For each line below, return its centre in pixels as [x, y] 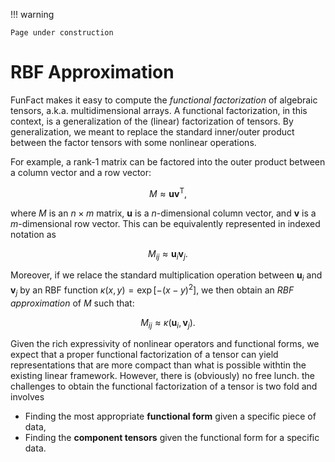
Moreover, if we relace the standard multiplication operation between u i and [166, 276]
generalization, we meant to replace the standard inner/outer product [152, 131]
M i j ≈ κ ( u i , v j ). [168, 323]
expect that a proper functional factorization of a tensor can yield [144, 355]
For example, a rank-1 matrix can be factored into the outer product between [168, 161]
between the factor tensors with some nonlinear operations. [133, 142]
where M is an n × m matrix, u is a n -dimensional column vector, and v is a [163, 213]
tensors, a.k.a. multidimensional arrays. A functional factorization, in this [159, 110]
